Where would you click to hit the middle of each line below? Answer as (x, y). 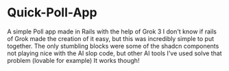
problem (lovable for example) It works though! (73, 60)
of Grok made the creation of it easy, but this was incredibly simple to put (111, 38)
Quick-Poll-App (52, 13)
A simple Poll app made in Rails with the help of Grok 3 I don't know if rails (112, 31)
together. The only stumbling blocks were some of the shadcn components (113, 46)
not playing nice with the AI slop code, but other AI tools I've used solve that (114, 53)
